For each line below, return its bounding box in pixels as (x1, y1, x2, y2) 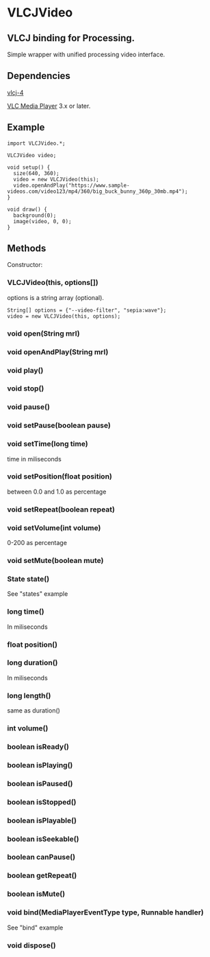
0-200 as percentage (7, 539, 67, 547)
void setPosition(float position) (7, 472, 113, 481)
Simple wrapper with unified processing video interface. (7, 50, 166, 58)
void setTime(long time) (7, 439, 88, 449)
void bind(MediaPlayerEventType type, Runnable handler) (7, 908, 204, 917)
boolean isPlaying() (7, 760, 73, 770)
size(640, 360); (13, 170, 60, 176)
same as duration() (7, 706, 60, 715)
